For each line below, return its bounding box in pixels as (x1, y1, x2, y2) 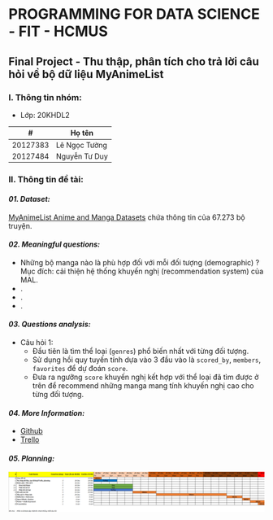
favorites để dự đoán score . (32, 363, 128, 373)
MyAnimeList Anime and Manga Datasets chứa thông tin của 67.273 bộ (8, 212, 245, 222)
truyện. (8, 221, 32, 230)
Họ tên (70, 128, 93, 138)
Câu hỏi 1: (19, 337, 54, 347)
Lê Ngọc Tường (55, 140, 108, 150)
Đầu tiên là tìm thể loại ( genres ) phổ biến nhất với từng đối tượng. (32, 346, 249, 356)
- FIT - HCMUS (8, 22, 108, 41)
